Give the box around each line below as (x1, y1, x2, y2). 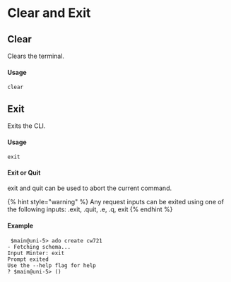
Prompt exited (7, 256, 49, 263)
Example (7, 221, 34, 230)
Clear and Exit (7, 5, 91, 21)
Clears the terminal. (7, 52, 65, 60)
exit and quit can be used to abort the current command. (7, 184, 172, 192)
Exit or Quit (7, 168, 41, 177)
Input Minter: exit (7, 249, 65, 257)
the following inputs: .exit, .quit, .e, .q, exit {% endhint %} (7, 205, 173, 213)
